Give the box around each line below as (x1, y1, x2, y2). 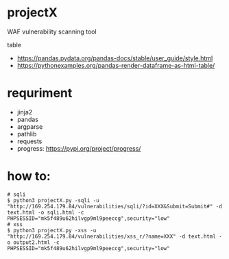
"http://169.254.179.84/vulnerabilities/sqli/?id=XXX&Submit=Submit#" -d (7, 203, 223, 210)
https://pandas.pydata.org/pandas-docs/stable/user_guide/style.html (16, 53, 213, 62)
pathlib (16, 129, 37, 138)
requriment (7, 86, 73, 101)
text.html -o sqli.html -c (7, 209, 84, 216)
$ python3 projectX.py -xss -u (7, 227, 97, 234)
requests (16, 137, 43, 145)
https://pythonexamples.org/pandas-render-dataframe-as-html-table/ (16, 61, 215, 69)
